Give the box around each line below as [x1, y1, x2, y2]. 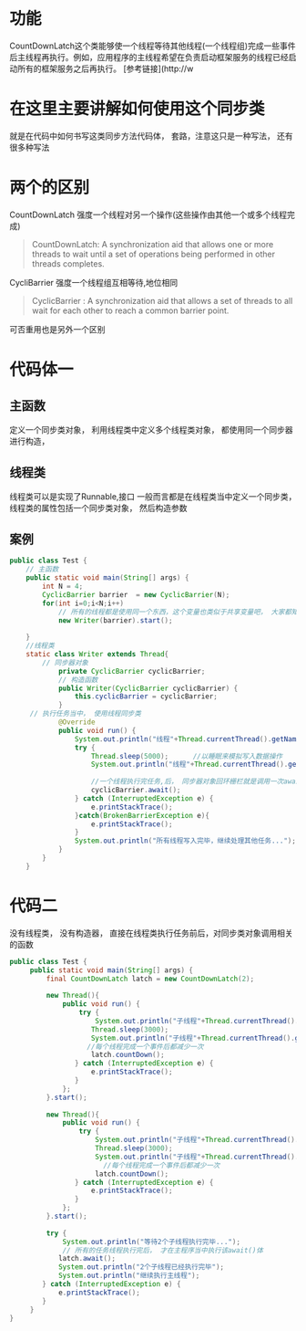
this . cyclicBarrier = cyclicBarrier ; [74, 692, 219, 701]
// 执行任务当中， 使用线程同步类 [29, 709, 141, 718]
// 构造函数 [57, 675, 98, 685]
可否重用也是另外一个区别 [9, 323, 106, 334]
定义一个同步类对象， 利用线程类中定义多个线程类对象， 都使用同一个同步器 [9, 424, 293, 435]
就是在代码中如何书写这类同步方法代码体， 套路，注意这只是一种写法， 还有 [9, 130, 293, 141]
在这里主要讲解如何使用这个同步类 [9, 99, 266, 120]
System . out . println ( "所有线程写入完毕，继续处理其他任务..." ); [74, 836, 296, 845]
